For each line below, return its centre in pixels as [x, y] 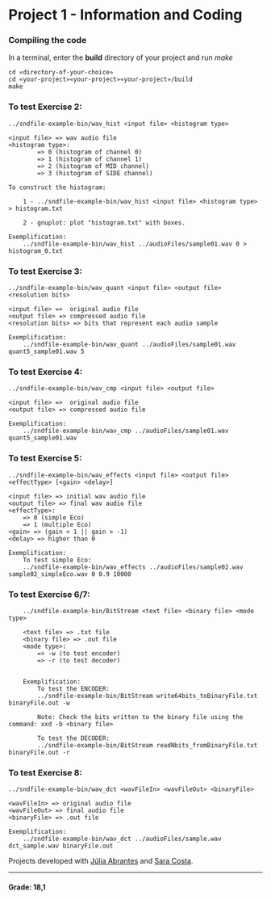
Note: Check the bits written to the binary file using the [140, 717]
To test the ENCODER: [74, 688]
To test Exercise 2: [45, 107]
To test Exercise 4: [46, 372]
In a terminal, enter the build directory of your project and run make [121, 57]
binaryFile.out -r [39, 752]
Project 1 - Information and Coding [125, 15]
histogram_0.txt [35, 251]
